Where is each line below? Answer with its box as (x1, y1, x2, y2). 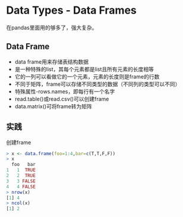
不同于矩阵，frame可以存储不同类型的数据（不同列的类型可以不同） (14, 80, 181, 87)
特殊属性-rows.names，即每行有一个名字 (14, 87, 115, 95)
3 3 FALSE (6, 178, 36, 184)
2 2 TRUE (6, 173, 36, 179)
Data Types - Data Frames (6, 4, 137, 17)
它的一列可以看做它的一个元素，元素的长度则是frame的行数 (14, 73, 160, 80)
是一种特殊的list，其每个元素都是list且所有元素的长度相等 (14, 65, 154, 73)
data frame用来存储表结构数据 (14, 58, 89, 65)
